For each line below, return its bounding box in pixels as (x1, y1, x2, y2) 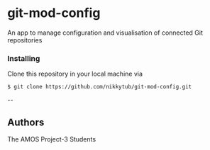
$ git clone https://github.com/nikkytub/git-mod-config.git (7, 83, 192, 91)
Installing (7, 53, 40, 63)
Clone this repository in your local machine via (7, 69, 143, 79)
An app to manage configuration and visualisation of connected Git (7, 28, 204, 37)
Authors (7, 116, 45, 128)
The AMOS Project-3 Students (7, 135, 96, 144)
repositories (7, 35, 43, 44)
